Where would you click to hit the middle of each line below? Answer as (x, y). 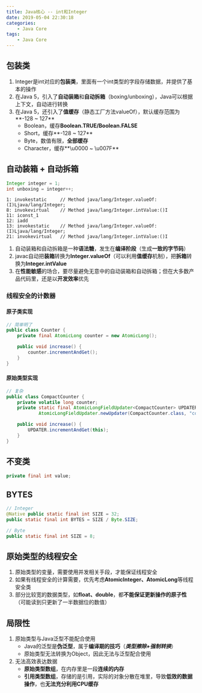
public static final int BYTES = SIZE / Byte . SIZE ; (72, 519)
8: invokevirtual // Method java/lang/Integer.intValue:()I (87, 210)
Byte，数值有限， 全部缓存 (56, 141)
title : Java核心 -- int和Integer (47, 12)
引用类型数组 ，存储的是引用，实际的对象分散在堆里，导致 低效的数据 (108, 677)
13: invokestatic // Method (45, 226)
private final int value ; (38, 476)
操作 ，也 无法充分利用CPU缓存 (61, 684)
